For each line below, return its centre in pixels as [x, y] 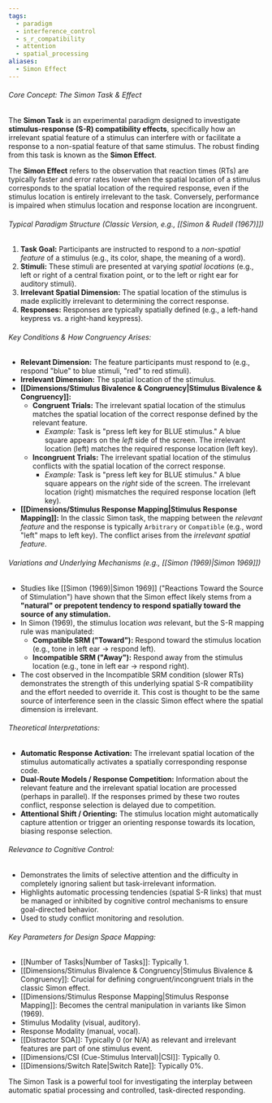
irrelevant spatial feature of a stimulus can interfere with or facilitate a [125, 137]
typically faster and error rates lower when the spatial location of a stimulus [135, 179]
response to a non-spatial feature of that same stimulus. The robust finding [134, 146]
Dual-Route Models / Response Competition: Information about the [134, 779]
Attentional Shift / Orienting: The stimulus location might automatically [139, 813]
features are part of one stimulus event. [86, 1048]
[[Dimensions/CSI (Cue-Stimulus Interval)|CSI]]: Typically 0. [120, 1057]
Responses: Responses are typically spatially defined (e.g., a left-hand [139, 310]
